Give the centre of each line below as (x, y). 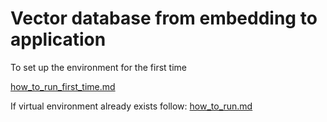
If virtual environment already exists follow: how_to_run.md (131, 106)
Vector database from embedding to (164, 18)
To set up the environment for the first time (98, 67)
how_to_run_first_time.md (63, 86)
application (58, 39)
